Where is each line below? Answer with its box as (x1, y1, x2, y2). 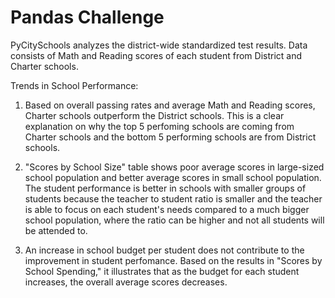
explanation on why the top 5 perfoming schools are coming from (24, 120, 295, 132)
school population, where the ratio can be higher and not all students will (24, 214, 325, 226)
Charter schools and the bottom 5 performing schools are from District (24, 131, 317, 143)
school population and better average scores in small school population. (24, 171, 322, 183)
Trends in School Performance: (10, 79, 139, 91)
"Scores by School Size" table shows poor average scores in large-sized (24, 161, 325, 173)
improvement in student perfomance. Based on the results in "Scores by (24, 254, 323, 266)
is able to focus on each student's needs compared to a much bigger (24, 203, 310, 215)
